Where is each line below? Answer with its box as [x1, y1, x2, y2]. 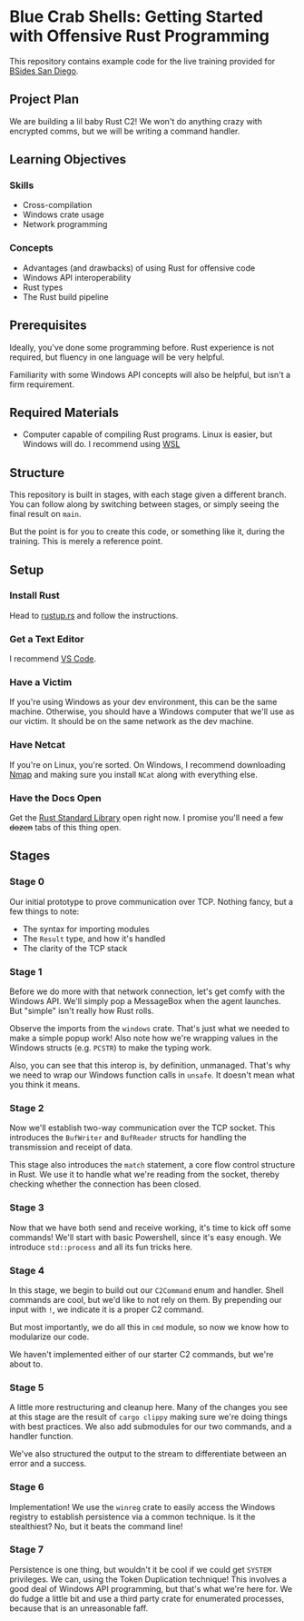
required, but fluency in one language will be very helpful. [9, 352, 225, 363]
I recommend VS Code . [9, 653, 97, 664]
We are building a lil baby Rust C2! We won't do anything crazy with [9, 115, 263, 126]
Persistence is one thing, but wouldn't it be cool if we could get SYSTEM [9, 1564, 272, 1575]
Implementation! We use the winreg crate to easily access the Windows [9, 1501, 276, 1512]
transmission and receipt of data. [9, 1142, 133, 1153]
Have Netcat [9, 739, 65, 751]
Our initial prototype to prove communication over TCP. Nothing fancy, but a [9, 896, 293, 907]
